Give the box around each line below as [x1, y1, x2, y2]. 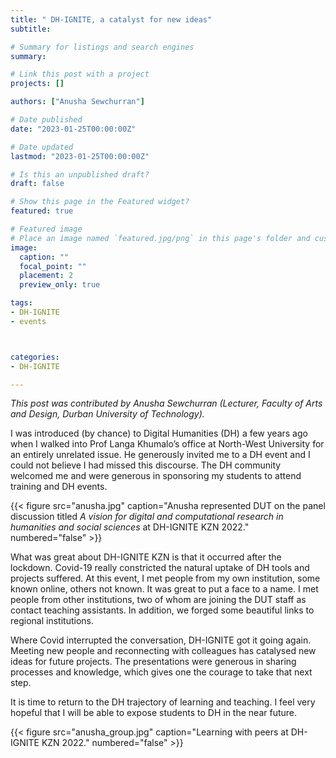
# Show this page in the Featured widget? [10, 197, 190, 207]
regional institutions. [10, 615, 94, 627]
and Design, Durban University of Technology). [10, 408, 205, 420]
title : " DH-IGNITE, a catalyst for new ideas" [10, 14, 213, 25]
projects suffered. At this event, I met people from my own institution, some [10, 572, 321, 585]
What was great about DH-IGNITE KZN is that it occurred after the [10, 551, 282, 563]
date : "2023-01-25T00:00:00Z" [10, 124, 137, 134]
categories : [10, 352, 60, 362]
